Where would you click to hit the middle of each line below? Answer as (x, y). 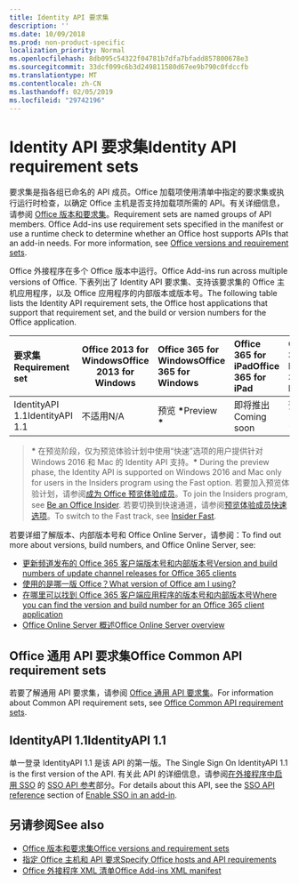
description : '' (39, 26)
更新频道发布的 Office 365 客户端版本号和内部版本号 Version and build (149, 563)
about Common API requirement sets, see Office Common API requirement (146, 703)
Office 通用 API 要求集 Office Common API (126, 656)
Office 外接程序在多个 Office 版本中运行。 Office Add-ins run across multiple (149, 271)
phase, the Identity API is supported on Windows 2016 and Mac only (156, 472)
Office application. (43, 322)
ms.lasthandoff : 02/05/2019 (61, 92)
